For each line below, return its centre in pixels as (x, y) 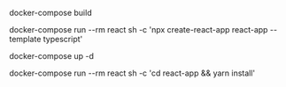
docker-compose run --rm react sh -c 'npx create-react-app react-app (139, 29)
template (25, 39)
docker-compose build (50, 13)
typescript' (63, 39)
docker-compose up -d (52, 56)
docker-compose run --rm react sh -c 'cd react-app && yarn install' (132, 73)
